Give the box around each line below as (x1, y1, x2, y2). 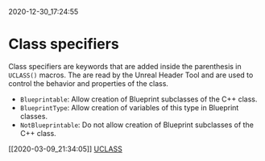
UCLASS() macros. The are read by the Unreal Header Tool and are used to (8, 70, 254, 80)
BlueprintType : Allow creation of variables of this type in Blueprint (19, 102, 239, 112)
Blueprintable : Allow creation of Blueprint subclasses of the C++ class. (19, 94, 258, 104)
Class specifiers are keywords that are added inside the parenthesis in (8, 61, 242, 71)
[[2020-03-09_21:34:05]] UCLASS (8, 144, 123, 154)
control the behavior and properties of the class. (8, 78, 169, 88)
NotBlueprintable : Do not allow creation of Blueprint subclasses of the (19, 120, 254, 130)
